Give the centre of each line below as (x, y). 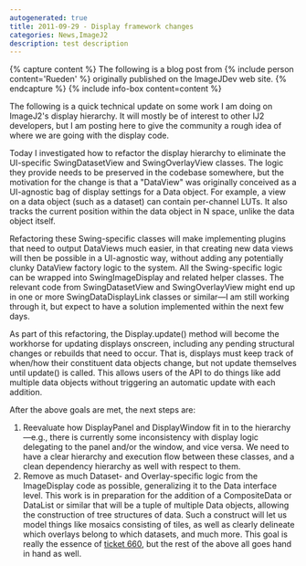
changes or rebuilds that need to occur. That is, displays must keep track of (152, 353)
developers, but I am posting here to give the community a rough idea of (146, 126)
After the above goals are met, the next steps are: (103, 410)
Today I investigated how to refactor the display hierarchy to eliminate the (148, 153)
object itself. (33, 221)
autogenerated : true (49, 18)
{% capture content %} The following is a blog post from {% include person (152, 69)
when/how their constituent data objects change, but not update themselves (153, 363)
